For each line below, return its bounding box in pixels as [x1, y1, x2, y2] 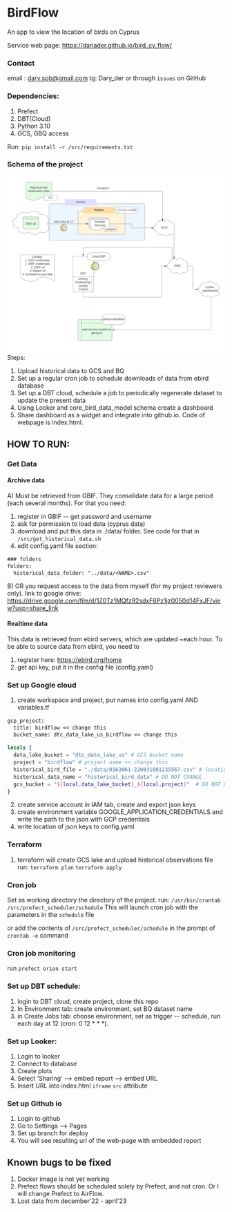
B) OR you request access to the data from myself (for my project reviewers [7, 582, 222, 590]
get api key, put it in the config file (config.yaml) [17, 663, 154, 672]
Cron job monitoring [7, 948, 76, 958]
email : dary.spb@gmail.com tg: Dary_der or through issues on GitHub [7, 74, 206, 82]
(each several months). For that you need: [7, 499, 126, 507]
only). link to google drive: [7, 589, 81, 597]
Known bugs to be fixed [7, 1156, 112, 1168]
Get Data [7, 459, 37, 468]
